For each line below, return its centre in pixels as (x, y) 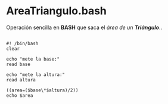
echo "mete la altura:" (36, 75)
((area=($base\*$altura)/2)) (42, 90)
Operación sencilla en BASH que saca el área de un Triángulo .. (84, 27)
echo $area (20, 95)
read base (18, 64)
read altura (21, 80)
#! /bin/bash (22, 43)
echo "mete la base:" (33, 59)
